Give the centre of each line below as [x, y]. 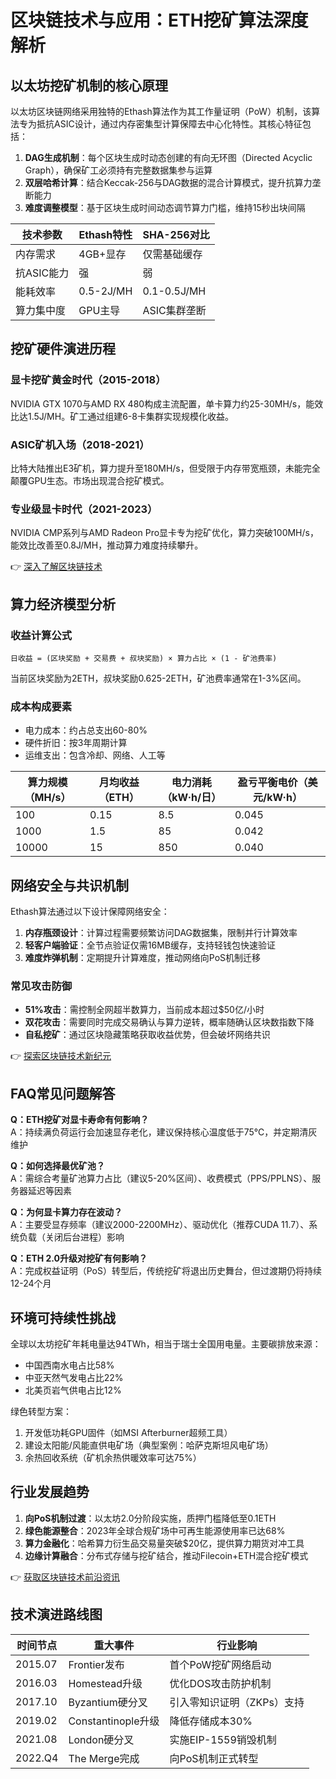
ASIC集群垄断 [174, 310]
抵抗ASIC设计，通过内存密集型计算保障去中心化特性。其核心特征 [169, 124]
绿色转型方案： [41, 1411]
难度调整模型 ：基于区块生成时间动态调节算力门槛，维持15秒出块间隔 [165, 207]
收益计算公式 [41, 635]
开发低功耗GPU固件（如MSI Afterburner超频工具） [128, 1432]
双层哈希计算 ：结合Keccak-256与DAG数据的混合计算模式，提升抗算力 [168, 182]
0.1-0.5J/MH [174, 291]
